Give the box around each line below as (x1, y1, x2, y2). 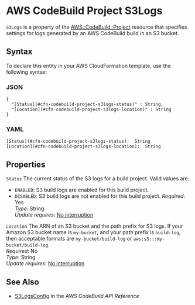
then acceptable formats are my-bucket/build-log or (6, 235, 132, 242)
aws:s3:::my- (133, 236, 165, 242)
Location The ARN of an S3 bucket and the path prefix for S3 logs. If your (6, 222, 183, 229)
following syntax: (6, 68, 47, 76)
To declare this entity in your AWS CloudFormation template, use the (6, 62, 171, 69)
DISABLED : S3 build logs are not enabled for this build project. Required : (14, 193, 186, 200)
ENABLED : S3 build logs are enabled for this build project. (14, 186, 149, 194)
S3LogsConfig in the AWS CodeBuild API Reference (14, 292, 139, 299)
